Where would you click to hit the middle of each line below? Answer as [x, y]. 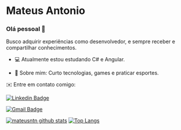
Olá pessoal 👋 [26, 29]
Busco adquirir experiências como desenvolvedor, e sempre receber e [90, 41]
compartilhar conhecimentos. [41, 48]
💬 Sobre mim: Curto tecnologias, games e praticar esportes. [87, 73]
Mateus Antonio [46, 11]
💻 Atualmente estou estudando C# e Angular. [70, 59]
